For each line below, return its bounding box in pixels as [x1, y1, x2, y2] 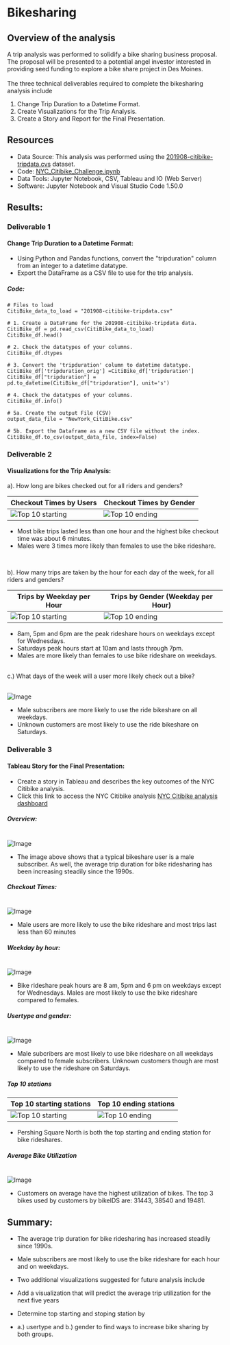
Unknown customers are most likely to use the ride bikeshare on [16, 720, 199, 729]
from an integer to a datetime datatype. [16, 262, 128, 270]
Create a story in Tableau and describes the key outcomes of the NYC [16, 777, 215, 786]
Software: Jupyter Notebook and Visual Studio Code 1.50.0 [16, 182, 183, 190]
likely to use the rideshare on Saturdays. [16, 1064, 131, 1072]
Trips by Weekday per [16, 592, 91, 601]
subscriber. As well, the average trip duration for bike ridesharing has [16, 860, 213, 868]
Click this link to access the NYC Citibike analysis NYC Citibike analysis [16, 792, 218, 800]
